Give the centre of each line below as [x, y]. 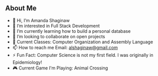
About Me [21, 8]
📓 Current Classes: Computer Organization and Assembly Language [83, 42]
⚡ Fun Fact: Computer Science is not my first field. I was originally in [83, 55]
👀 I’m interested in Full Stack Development [56, 26]
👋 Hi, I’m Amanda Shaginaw [41, 20]
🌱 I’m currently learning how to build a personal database [71, 31]
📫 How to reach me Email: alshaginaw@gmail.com [65, 47]
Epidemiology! [27, 62]
